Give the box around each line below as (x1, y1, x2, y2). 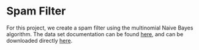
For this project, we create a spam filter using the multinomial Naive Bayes (6, 24, 193, 31)
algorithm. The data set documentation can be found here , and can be (6, 30, 184, 37)
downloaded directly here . (6, 37, 73, 44)
